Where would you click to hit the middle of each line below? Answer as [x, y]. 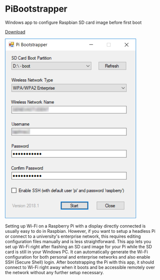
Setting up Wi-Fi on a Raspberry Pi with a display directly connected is [75, 226]
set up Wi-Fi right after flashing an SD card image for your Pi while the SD [79, 246]
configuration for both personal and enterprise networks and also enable [78, 257]
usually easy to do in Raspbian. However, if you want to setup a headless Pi [80, 231]
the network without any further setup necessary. [55, 272]
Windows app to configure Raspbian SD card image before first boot [73, 22]
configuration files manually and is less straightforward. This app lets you [78, 241]
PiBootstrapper [36, 9]
